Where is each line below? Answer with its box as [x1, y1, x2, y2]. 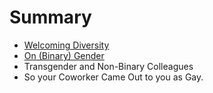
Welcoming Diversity [23, 39, 110, 51]
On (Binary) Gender [23, 49, 105, 61]
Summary [9, 6, 92, 29]
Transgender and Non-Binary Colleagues [23, 60, 194, 72]
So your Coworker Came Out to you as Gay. [23, 71, 204, 83]
